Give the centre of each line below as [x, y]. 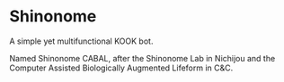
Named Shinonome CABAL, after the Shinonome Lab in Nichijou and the [142, 58]
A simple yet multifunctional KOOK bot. [81, 41]
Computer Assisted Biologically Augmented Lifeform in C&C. [121, 68]
